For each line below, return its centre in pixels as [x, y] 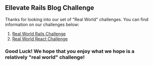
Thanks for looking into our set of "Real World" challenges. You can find [77, 19]
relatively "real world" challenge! [45, 57]
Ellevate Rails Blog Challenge [50, 8]
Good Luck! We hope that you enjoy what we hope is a [70, 51]
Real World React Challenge [40, 39]
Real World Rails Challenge [39, 33]
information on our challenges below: [42, 24]
